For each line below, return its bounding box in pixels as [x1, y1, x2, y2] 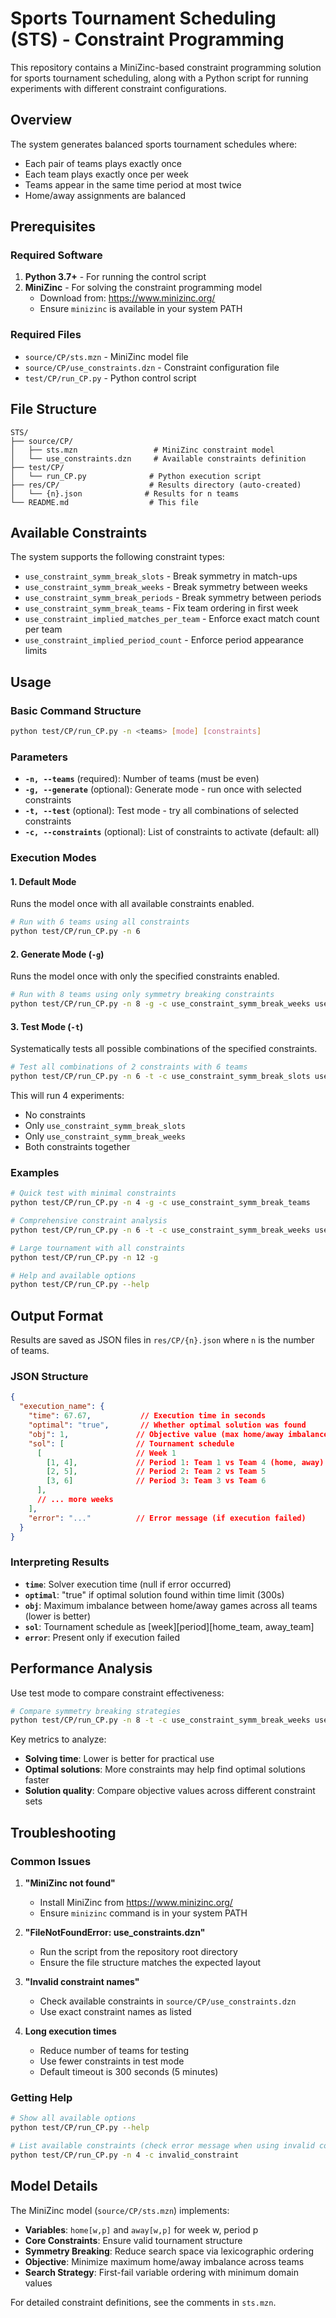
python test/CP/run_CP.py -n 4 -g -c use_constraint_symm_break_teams [10, 1198, 311, 1208]
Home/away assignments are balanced [24, 189, 187, 201]
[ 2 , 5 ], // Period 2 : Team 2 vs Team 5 [46, 1467, 267, 1477]
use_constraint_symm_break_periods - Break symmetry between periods [24, 592, 322, 604]
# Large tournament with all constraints [10, 1243, 186, 1253]
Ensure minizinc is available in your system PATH [39, 303, 243, 315]
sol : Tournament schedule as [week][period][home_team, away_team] [24, 1620, 315, 1632]
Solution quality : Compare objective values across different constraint [24, 1785, 316, 1797]
